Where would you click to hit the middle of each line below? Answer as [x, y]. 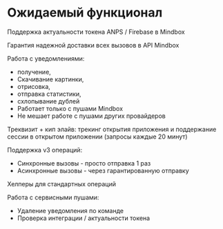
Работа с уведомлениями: [46, 58]
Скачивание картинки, [50, 79]
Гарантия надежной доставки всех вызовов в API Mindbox [93, 45]
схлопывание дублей [48, 101]
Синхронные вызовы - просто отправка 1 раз [84, 163]
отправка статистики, [49, 94]
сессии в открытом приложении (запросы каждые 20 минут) [97, 137]
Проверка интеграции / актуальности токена [84, 218]
